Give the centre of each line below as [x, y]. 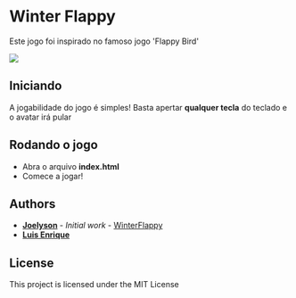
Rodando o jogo [53, 145]
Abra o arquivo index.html [71, 166]
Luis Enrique [46, 235]
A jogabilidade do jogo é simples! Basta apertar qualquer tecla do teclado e [148, 107]
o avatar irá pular [41, 117]
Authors [33, 204]
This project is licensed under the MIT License [95, 285]
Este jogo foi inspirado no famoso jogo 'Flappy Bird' [104, 41]
